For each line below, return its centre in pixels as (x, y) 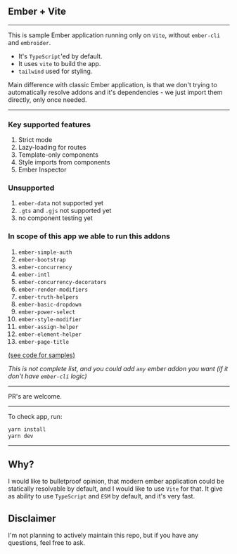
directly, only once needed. (47, 99)
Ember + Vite (37, 12)
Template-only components (58, 155)
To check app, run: (35, 416)
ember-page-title (44, 342)
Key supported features (49, 124)
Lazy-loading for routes (52, 148)
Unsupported (31, 188)
